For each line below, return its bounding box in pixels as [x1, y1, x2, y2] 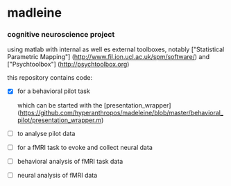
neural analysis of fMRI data [17, 171, 98, 179]
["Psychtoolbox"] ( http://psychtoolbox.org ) [7, 60, 130, 69]
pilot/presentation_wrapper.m [17, 116, 102, 124]
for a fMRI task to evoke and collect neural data [17, 143, 153, 151]
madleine [7, 5, 62, 21]
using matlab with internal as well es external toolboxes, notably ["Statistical [7, 45, 225, 53]
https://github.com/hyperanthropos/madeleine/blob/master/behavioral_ [19, 108, 224, 117]
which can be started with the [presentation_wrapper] [17, 101, 171, 109]
